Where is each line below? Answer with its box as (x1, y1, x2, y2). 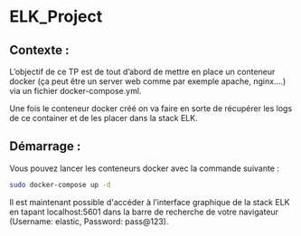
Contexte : (9, 42, 70, 58)
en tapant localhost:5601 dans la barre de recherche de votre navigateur (9, 206, 278, 217)
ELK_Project (9, 6, 103, 27)
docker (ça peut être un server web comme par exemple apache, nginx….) (9, 76, 287, 87)
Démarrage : (9, 138, 81, 155)
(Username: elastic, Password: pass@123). (9, 215, 169, 227)
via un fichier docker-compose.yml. (9, 86, 142, 96)
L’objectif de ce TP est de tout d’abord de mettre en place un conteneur (9, 66, 276, 77)
